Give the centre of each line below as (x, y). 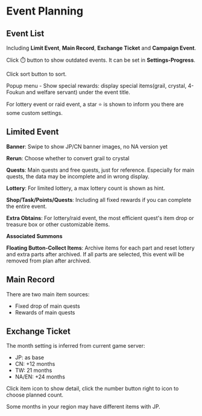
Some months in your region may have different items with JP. (84, 407)
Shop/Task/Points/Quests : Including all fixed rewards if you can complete (99, 200)
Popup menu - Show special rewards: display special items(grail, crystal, (96, 86)
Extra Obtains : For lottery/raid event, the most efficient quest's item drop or (100, 218)
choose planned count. (35, 395)
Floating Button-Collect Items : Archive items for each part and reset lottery (100, 248)
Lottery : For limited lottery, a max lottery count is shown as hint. (86, 188)
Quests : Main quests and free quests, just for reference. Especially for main (100, 170)
